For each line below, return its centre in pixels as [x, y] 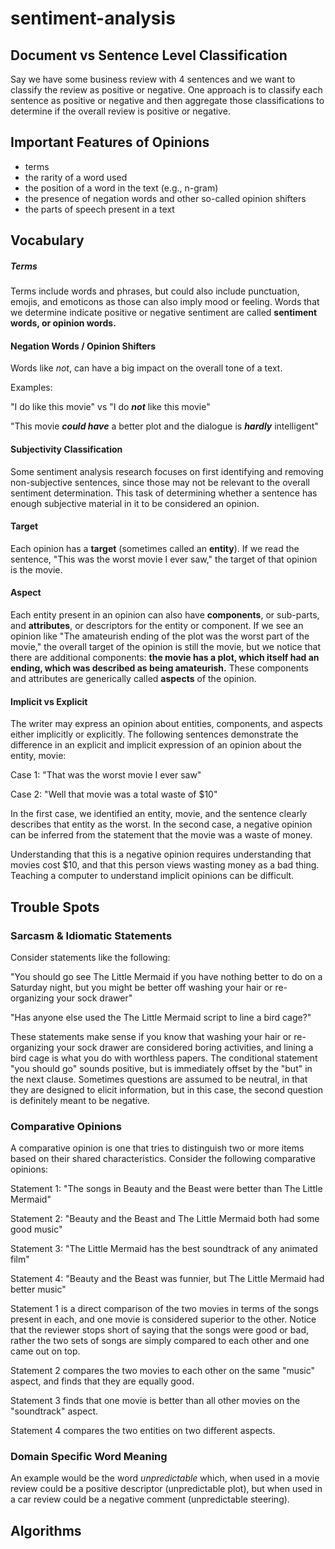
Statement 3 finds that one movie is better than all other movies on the [155, 1401]
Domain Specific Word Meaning [89, 1457]
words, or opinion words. [63, 323]
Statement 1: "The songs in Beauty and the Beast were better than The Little [166, 1189]
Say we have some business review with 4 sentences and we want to [153, 79]
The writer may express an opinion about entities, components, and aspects [166, 724]
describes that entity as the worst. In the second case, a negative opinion [161, 824]
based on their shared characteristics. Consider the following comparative [163, 1159]
